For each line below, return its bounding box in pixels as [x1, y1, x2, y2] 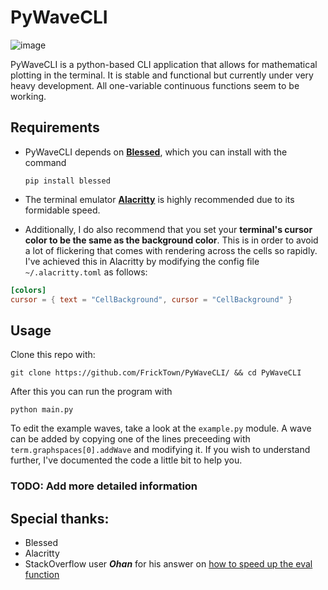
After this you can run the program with [10, 386, 173, 398]
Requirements [10, 119, 100, 136]
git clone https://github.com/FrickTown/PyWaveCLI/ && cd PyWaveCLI [10, 368, 302, 378]
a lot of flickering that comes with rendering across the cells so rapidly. [24, 244, 318, 256]
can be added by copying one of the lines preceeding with [10, 433, 251, 445]
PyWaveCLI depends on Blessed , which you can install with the [24, 146, 288, 158]
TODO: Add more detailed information [10, 479, 198, 493]
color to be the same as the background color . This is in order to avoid [24, 234, 319, 246]
